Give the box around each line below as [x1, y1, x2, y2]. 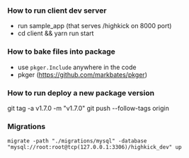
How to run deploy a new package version [7, 87, 154, 97]
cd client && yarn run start [17, 29, 94, 37]
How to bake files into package [7, 47, 115, 56]
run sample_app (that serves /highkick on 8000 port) [17, 22, 172, 30]
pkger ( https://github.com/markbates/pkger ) [17, 70, 147, 79]
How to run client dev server [7, 6, 107, 16]
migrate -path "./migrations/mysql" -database [7, 138, 147, 145]
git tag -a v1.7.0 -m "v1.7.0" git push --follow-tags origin [7, 104, 170, 112]
